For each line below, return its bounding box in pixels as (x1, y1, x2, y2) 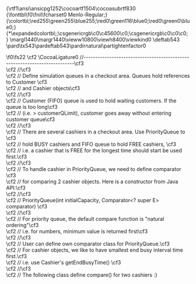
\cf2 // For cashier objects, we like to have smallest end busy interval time (6, 247, 184, 254)
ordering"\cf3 (6, 222, 39, 228)
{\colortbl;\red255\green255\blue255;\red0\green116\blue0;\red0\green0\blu (6, 18, 190, 24)
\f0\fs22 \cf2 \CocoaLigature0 (6, 54, 79, 60)
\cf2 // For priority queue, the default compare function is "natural (6, 215, 164, 222)
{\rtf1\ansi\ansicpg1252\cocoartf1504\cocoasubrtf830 (6, 5, 136, 12)
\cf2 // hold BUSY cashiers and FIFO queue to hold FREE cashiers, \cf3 (6, 141, 177, 148)
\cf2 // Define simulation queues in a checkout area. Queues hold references (6, 73, 190, 79)
